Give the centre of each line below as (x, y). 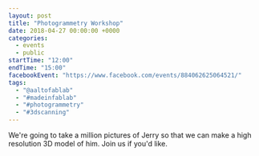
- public (30, 53)
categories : (28, 38)
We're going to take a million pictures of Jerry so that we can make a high (130, 135)
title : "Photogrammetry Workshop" (66, 23)
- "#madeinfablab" (47, 98)
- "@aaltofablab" (45, 90)
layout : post (30, 16)
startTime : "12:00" (41, 61)
